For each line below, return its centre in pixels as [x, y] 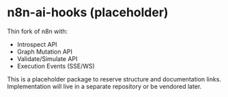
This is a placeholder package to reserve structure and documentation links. [114, 79]
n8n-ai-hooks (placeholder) [88, 13]
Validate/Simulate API [47, 58]
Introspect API [37, 44]
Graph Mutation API [45, 52]
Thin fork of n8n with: [38, 31]
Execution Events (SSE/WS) [56, 66]
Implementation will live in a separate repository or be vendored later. [104, 86]
